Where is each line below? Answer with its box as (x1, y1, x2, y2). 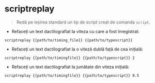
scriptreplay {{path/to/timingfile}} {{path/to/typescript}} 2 (4, 55, 135, 60)
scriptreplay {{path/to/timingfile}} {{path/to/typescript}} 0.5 (4, 73, 139, 78)
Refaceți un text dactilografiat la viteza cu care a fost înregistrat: (11, 28, 139, 34)
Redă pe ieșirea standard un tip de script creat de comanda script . (16, 19, 151, 25)
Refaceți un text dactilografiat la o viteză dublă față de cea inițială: (11, 46, 143, 52)
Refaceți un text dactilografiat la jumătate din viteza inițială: (11, 64, 129, 70)
